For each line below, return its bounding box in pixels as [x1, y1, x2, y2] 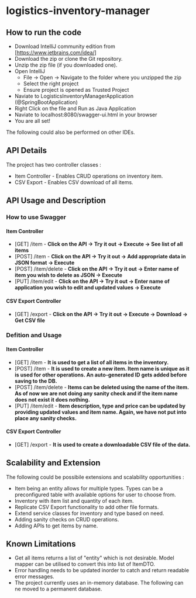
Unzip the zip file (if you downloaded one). [14, 61, 118, 68]
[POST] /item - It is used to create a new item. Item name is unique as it [14, 365, 190, 372]
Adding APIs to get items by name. [14, 522, 98, 529]
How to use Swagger [6, 213, 66, 222]
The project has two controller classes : [6, 161, 101, 168]
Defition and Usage [6, 331, 62, 340]
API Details [6, 146, 47, 155]
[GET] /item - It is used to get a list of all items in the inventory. [14, 358, 169, 366]
